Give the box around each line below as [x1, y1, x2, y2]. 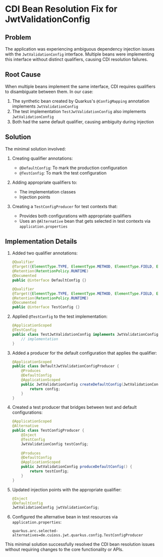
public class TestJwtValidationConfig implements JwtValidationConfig [12, 332, 159, 337]
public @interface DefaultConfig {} [12, 278, 87, 283]
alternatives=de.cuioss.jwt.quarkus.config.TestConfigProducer [12, 533, 144, 538]
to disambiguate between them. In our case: [5, 89, 93, 95]
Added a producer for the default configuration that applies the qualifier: [12, 350, 157, 356]
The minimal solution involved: [5, 146, 66, 152]
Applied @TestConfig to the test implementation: [12, 313, 108, 320]
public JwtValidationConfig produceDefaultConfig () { [21, 464, 132, 469]
